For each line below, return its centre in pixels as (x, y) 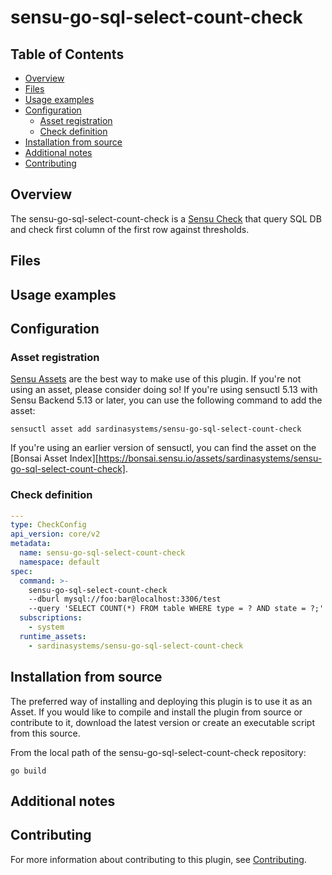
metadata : (31, 544)
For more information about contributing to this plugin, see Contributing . (158, 859)
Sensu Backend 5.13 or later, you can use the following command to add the (166, 400)
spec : (21, 571)
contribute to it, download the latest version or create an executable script (162, 722)
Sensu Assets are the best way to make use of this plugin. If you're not (156, 379)
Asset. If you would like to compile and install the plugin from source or (156, 712)
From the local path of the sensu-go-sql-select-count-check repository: (158, 752)
